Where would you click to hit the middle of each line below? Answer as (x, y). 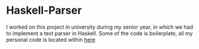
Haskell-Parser (44, 10)
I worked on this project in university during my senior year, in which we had (100, 27)
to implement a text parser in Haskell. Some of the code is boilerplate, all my (99, 33)
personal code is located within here (51, 39)
